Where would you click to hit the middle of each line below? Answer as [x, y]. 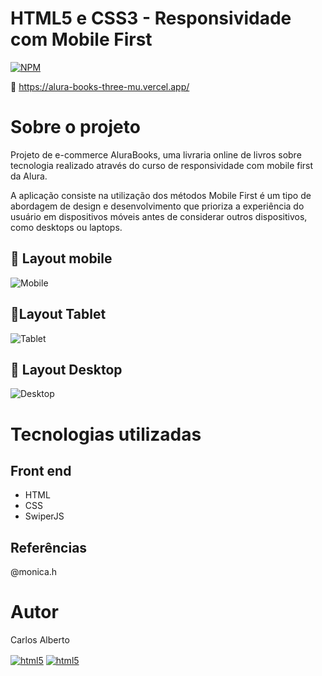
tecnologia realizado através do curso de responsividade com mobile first [162, 165]
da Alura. [29, 176]
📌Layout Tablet [58, 314]
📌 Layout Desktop [66, 369]
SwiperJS [44, 516]
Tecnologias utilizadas [106, 434]
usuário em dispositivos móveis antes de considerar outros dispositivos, [159, 216]
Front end [41, 470]
